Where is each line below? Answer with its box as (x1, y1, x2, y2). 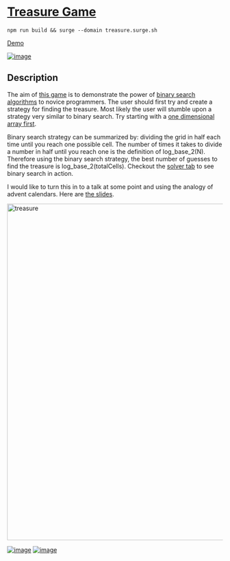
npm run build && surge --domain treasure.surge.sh (7, 27, 157, 34)
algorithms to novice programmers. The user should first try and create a (7, 98, 213, 106)
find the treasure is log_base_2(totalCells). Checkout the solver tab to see (7, 162, 214, 170)
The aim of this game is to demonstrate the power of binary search (7, 90, 196, 98)
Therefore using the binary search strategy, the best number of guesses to (7, 154, 218, 163)
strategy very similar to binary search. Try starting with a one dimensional (7, 112, 215, 120)
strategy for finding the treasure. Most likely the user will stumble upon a (7, 104, 212, 113)
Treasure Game (7, 4, 97, 20)
